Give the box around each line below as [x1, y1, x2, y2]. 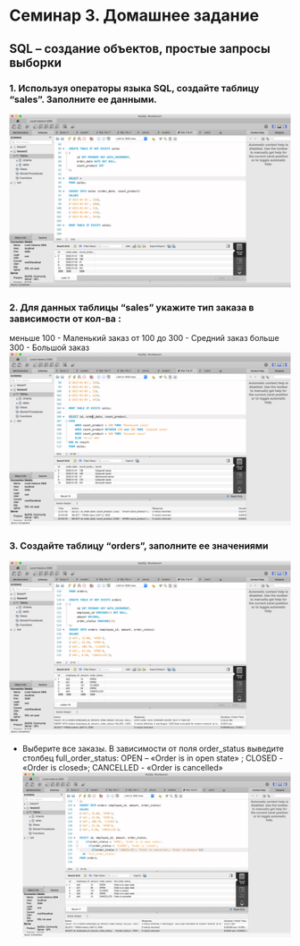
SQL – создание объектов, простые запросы [9, 41, 271, 56]
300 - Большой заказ [9, 342, 90, 354]
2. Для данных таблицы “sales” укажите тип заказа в [9, 301, 254, 313]
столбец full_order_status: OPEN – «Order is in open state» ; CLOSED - [21, 753, 283, 763]
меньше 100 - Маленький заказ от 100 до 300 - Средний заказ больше [9, 333, 279, 344]
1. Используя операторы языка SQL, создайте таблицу [9, 81, 260, 94]
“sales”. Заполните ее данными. [9, 93, 158, 106]
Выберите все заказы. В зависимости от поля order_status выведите [21, 743, 284, 754]
